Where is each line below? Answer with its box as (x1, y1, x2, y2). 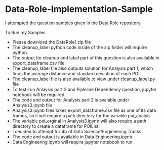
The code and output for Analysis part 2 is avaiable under (12, 97, 130, 102)
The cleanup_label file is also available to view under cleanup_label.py (12, 76, 155, 82)
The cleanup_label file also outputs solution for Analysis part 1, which (12, 65, 153, 71)
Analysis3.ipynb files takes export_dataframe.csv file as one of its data (12, 107, 157, 113)
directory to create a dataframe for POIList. (12, 123, 100, 129)
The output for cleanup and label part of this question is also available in (12, 54, 160, 60)
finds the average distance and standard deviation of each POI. (12, 70, 141, 76)
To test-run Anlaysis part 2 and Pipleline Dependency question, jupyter (12, 86, 157, 92)
